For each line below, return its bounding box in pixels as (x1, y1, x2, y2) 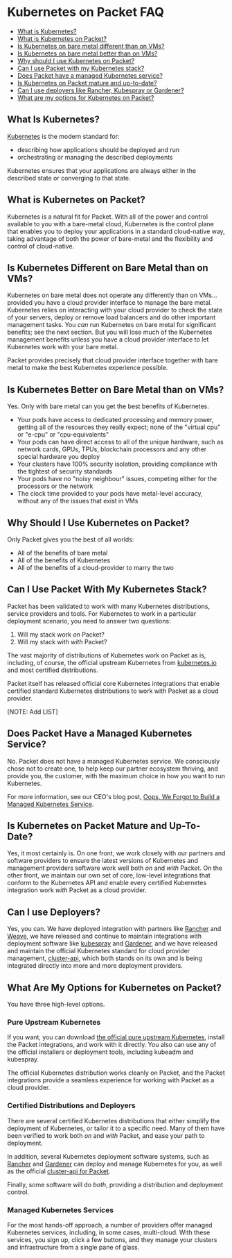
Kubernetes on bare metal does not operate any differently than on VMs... (7, 291, 217, 299)
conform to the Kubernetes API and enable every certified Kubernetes (7, 879, 207, 887)
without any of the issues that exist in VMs (17, 497, 139, 505)
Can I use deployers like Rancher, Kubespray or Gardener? (17, 86, 185, 94)
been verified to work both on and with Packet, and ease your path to (7, 1131, 205, 1139)
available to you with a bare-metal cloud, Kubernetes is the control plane (7, 219, 215, 228)
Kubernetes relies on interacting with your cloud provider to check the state (7, 306, 223, 314)
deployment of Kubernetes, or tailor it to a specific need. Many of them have (7, 1124, 225, 1132)
